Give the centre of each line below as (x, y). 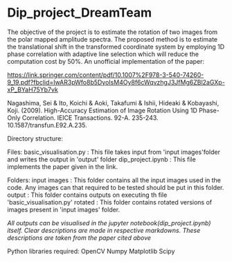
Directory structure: (35, 138)
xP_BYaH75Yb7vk (33, 89)
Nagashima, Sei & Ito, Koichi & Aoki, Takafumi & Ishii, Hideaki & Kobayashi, (113, 103)
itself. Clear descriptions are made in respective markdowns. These (104, 230)
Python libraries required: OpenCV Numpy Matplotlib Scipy (91, 251)
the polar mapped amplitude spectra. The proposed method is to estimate (113, 39)
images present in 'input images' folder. (64, 209)
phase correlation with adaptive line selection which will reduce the (103, 54)
